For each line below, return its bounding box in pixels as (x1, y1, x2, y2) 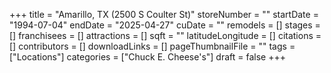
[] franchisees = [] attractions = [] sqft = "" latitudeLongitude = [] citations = (9, 30, 322, 41)
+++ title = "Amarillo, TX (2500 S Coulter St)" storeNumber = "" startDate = (9, 9, 319, 20)
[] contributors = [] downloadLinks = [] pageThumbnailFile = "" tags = (9, 40, 296, 52)
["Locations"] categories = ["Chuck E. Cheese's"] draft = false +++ (9, 51, 286, 63)
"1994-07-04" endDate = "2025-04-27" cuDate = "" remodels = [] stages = (9, 19, 321, 31)
